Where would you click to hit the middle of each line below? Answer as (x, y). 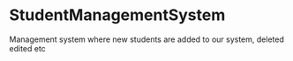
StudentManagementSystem (117, 15)
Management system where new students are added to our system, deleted (146, 39)
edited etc (27, 48)
